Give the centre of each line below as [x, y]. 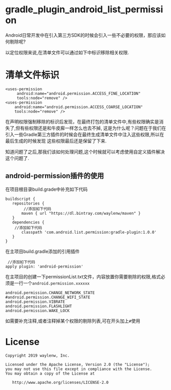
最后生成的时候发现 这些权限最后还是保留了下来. [56, 141]
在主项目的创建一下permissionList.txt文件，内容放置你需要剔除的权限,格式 [83, 276]
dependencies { [28, 222]
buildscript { [20, 199]
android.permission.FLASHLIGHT [39, 306]
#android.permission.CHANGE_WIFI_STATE [48, 297]
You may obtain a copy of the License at [50, 373]
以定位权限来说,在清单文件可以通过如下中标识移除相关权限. [67, 52]
